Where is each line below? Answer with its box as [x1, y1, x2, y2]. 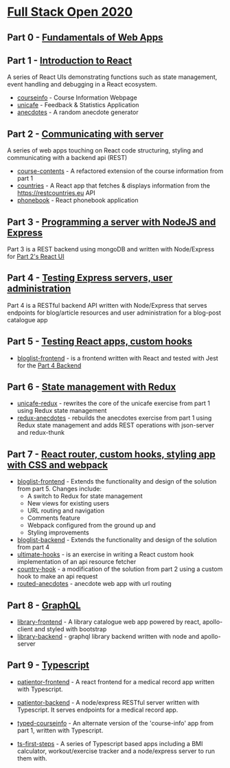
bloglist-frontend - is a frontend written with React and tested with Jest [16, 354, 218, 362]
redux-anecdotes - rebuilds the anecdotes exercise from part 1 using [16, 414, 212, 422]
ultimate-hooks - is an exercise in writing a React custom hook [16, 550, 194, 558]
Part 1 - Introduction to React [7, 54, 133, 66]
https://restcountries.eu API [16, 189, 96, 197]
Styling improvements [27, 528, 89, 537]
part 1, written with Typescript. [16, 726, 104, 734]
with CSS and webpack [7, 459, 108, 471]
